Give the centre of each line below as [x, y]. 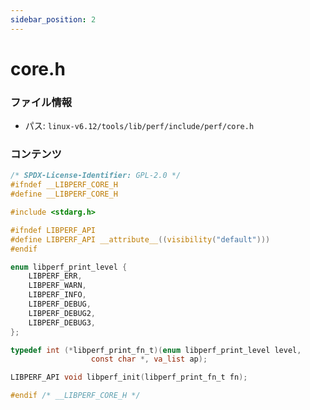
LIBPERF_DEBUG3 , [62, 322]
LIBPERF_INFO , [57, 295]
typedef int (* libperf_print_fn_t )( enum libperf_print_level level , [156, 350]
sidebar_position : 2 [53, 19]
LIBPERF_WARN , [57, 286]
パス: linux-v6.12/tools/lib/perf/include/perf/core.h [139, 126]
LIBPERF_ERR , [55, 276]
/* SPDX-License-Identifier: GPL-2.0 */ [96, 176]
